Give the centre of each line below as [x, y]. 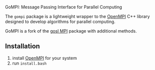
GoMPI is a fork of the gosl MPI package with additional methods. [71, 31]
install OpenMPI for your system [44, 58]
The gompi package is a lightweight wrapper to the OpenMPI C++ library [77, 16]
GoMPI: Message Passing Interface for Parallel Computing [64, 7]
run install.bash [29, 63]
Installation [22, 46]
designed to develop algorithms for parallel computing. [60, 22]
